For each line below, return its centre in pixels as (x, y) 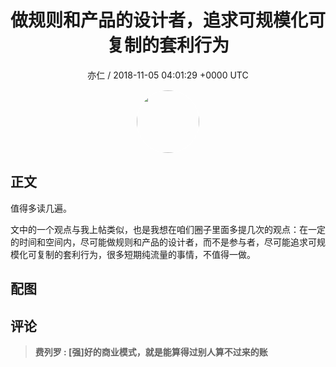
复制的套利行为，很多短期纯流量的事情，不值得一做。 (146, 254)
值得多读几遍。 (41, 208)
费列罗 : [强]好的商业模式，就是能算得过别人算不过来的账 (151, 352)
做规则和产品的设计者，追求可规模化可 (168, 20)
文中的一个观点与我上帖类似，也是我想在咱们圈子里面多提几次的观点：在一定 (168, 229)
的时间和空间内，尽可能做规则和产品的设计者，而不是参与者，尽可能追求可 (163, 242)
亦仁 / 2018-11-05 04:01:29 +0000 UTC (168, 75)
